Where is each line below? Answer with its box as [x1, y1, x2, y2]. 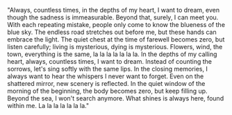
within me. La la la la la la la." [7, 102, 90, 109]
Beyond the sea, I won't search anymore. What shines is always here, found [7, 94, 224, 103]
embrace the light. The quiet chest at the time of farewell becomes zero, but [7, 35, 225, 44]
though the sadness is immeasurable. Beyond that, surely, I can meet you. [7, 13, 219, 21]
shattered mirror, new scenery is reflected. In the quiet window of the [7, 80, 206, 87]
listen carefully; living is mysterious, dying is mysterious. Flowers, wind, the [7, 43, 223, 51]
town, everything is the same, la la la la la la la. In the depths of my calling [7, 50, 217, 58]
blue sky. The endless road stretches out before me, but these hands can [7, 28, 217, 36]
